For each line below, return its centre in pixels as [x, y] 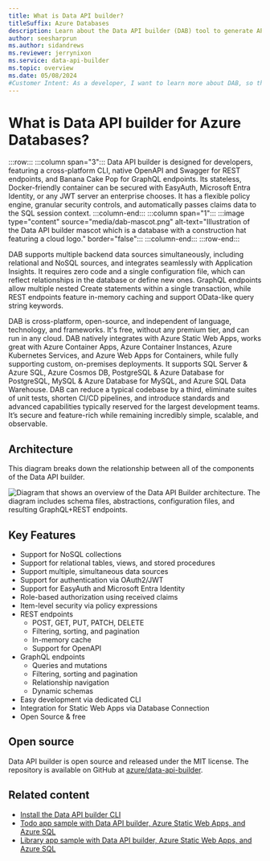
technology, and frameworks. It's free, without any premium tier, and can [129, 330]
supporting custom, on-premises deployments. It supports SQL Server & [128, 364]
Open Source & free [53, 717]
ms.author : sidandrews [46, 46]
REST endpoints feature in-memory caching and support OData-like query [131, 297]
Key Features [42, 535]
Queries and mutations [70, 666]
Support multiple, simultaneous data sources [94, 572]
